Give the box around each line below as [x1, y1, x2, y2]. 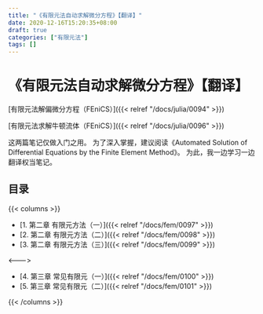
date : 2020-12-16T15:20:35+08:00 [8, 19, 118, 27]
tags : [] [8, 41, 37, 49]
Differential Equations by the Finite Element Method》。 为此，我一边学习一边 [8, 148, 255, 157]
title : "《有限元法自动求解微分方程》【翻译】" [8, 11, 143, 20]
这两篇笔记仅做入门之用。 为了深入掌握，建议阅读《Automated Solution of [8, 138, 248, 148]
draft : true [8, 26, 47, 34]
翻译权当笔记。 [8, 158, 57, 167]
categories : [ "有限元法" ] [8, 33, 89, 42]
